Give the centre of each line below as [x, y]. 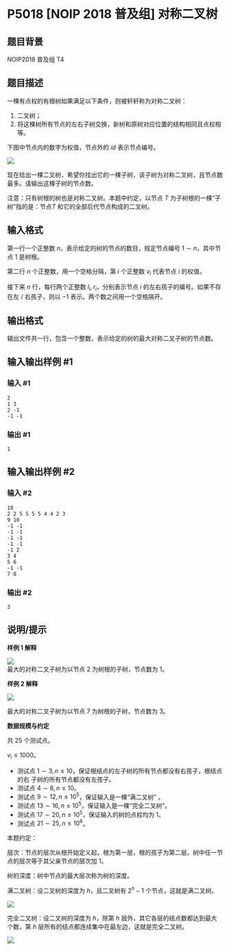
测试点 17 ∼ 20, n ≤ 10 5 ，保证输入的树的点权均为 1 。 [91, 814]
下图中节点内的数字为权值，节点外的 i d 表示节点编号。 [83, 147]
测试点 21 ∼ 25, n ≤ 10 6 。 [53, 823]
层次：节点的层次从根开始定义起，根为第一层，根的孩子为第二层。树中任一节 [115, 853]
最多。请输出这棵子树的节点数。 [52, 183]
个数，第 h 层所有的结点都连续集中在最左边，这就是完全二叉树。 [98, 926]
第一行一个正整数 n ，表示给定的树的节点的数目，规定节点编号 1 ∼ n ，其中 [111, 248]
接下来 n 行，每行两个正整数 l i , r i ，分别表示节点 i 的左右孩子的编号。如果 [108, 288]
